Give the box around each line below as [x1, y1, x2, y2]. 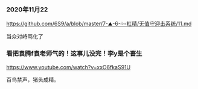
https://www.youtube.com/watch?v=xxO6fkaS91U [6, 63, 131, 70]
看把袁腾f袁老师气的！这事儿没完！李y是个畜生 [6, 49, 142, 58]
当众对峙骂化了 [6, 33, 43, 40]
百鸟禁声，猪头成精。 [6, 76, 59, 83]
